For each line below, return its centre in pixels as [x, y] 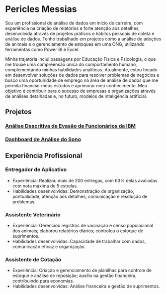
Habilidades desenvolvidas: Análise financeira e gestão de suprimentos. [86, 286]
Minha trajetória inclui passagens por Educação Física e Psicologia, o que [81, 59]
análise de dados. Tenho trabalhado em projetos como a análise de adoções [83, 39]
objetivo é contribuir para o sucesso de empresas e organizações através [80, 91]
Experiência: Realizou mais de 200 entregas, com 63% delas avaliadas [85, 180]
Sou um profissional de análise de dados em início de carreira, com [74, 23]
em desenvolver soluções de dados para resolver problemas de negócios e [82, 75]
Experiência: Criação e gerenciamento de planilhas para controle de [82, 271]
